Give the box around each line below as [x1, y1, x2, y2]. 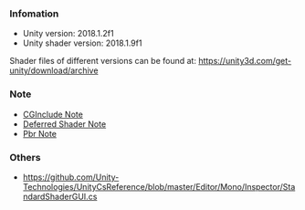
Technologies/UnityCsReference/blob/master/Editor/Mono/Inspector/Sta [22, 181, 296, 192]
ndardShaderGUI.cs [22, 191, 98, 202]
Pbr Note [22, 128, 58, 139]
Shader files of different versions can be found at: [9, 56, 196, 67]
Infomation [9, 7, 59, 20]
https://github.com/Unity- [22, 172, 120, 183]
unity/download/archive [9, 65, 99, 76]
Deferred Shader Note [22, 118, 107, 130]
